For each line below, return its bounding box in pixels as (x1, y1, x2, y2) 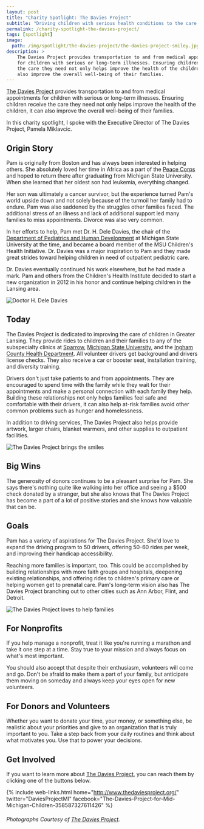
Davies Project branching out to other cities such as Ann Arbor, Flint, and (6, 588, 189, 595)
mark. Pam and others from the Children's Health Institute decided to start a (6, 272, 196, 280)
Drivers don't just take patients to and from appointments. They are (6, 375, 174, 382)
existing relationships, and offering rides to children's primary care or (6, 574, 180, 581)
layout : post (6, 9, 39, 15)
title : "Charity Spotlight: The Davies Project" (6, 15, 132, 21)
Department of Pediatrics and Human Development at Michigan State (6, 235, 180, 242)
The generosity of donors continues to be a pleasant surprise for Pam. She (6, 477, 194, 484)
